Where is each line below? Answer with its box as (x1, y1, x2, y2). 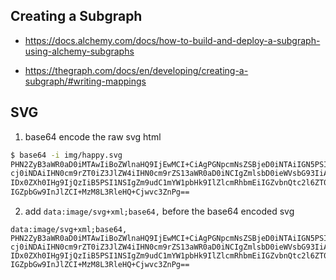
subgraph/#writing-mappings (24, 75, 147, 87)
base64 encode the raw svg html (24, 130, 162, 143)
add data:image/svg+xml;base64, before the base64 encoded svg (24, 205, 295, 217)
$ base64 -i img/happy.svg (10, 150, 123, 160)
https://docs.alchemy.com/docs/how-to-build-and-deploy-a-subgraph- (24, 34, 321, 46)
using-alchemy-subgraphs (24, 45, 135, 57)
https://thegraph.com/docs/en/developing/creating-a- (24, 64, 249, 76)
